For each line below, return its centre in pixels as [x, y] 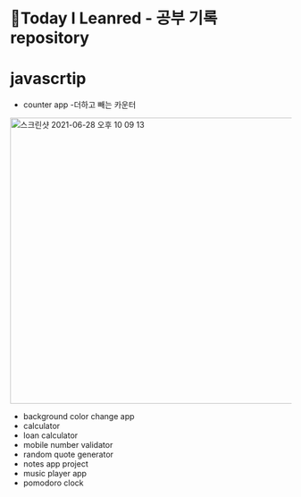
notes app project [55, 464]
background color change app [79, 417]
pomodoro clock [53, 483]
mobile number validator [68, 445]
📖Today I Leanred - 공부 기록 [114, 18]
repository [50, 38]
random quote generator [68, 455]
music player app [55, 474]
